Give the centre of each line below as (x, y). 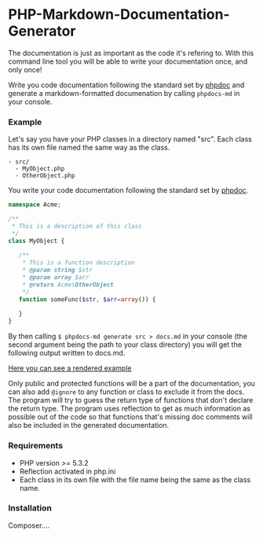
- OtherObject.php (46, 176)
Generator (42, 31)
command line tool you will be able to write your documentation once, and (128, 61)
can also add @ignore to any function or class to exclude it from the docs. (126, 392)
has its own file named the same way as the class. (89, 148)
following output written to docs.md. (67, 353)
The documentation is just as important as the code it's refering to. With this (131, 53)
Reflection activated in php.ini (68, 471)
